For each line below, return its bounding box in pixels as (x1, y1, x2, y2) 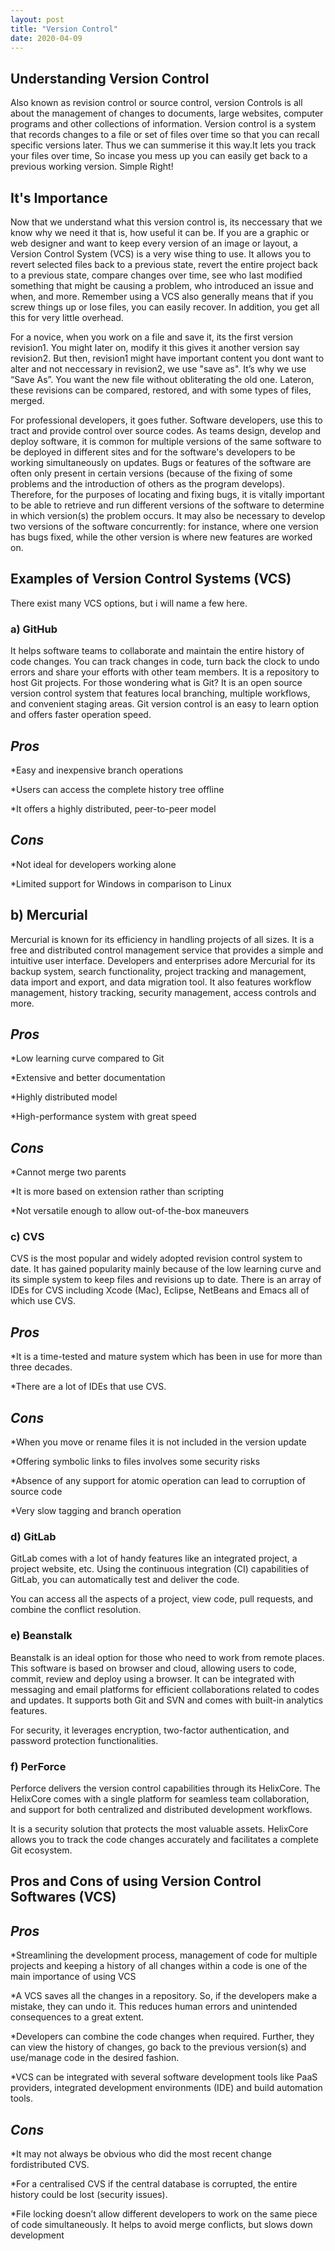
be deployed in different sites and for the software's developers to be (10, 446, 296, 458)
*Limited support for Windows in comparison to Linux (10, 877, 232, 890)
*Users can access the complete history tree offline (10, 783, 225, 795)
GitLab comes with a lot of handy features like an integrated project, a (10, 1552, 298, 1565)
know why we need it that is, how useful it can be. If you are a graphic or (10, 227, 310, 238)
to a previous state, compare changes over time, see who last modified (10, 269, 303, 281)
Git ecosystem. (10, 1844, 73, 1856)
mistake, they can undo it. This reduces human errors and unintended (10, 2001, 298, 2013)
